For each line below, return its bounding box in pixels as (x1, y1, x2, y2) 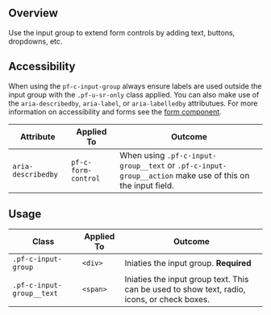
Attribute (19, 131, 56, 142)
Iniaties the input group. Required (124, 258, 252, 269)
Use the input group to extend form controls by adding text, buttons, (8, 27, 236, 37)
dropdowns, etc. (8, 36, 63, 46)
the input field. (119, 180, 175, 191)
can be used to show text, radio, (124, 284, 246, 295)
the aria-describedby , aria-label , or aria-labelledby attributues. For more (8, 98, 258, 108)
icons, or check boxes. (124, 294, 211, 305)
